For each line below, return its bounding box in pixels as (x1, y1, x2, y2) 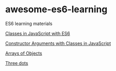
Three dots (5, 60, 28, 66)
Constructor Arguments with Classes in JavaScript (5, 40, 111, 46)
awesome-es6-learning (5, 4, 108, 15)
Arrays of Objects (5, 50, 42, 56)
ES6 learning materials (5, 20, 52, 27)
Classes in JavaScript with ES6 (5, 30, 70, 36)
